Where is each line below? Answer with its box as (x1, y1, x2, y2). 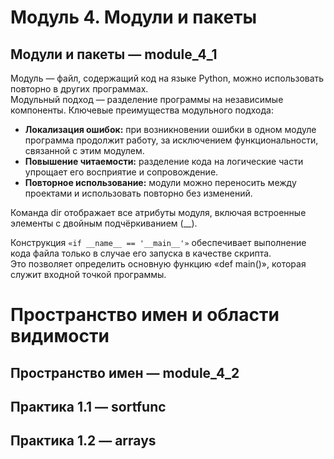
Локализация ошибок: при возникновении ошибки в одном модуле (24, 124, 317, 135)
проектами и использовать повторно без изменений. (24, 187, 253, 199)
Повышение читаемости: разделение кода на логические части (24, 156, 304, 167)
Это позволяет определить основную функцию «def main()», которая (10, 258, 307, 270)
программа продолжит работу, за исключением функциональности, (24, 134, 319, 146)
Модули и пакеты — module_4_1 (10, 46, 218, 63)
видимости (10, 325, 110, 348)
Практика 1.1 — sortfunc (10, 398, 167, 415)
